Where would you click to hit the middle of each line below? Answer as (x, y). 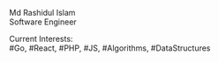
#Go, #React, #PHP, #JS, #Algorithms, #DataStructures (110, 48)
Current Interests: (41, 39)
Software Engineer (43, 22)
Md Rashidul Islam (42, 13)
